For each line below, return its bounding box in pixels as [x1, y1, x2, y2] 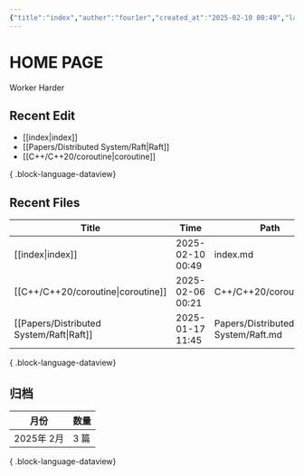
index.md [214, 248, 254, 261]
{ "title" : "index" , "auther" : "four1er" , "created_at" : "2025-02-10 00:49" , [9, 13, 285, 23]
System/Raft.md [214, 329, 283, 341]
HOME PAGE [9, 51, 104, 72]
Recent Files [9, 195, 81, 210]
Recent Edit [9, 107, 76, 123]
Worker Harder [9, 82, 65, 93]
